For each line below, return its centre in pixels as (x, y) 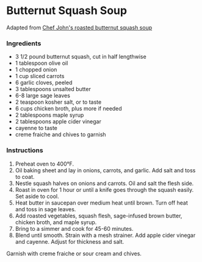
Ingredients (24, 43)
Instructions (25, 150)
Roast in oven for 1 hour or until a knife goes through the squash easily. (104, 189)
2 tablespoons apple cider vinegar (58, 122)
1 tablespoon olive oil (41, 63)
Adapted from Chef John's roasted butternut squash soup (79, 27)
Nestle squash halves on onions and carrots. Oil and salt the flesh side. (104, 183)
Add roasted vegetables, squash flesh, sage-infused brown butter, (99, 216)
